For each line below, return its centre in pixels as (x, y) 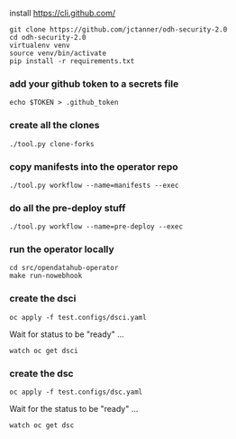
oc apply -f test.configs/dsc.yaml (76, 392)
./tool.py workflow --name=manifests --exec (94, 185)
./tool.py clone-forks (52, 144)
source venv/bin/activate (58, 53)
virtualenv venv (40, 45)
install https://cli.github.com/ (63, 13)
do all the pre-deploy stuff (68, 208)
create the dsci (43, 299)
